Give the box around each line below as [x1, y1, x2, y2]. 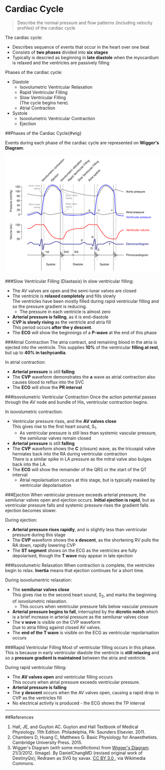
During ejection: [5, 517, 38, 523]
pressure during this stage [12, 532, 66, 538]
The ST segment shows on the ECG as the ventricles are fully [12, 547, 137, 553]
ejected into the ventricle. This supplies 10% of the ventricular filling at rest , [5, 345, 160, 351]
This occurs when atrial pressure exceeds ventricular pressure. [12, 679, 140, 685]
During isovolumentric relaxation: [5, 577, 72, 583]
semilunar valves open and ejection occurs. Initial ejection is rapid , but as [5, 497, 155, 503]
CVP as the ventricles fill [12, 695, 62, 701]
